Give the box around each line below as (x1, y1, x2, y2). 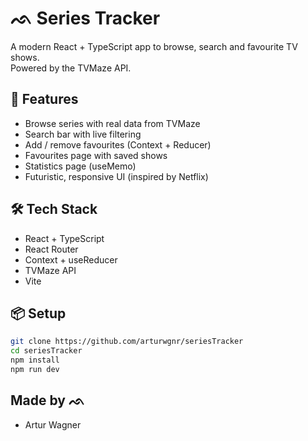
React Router (24, 243, 79, 255)
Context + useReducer (24, 253, 118, 266)
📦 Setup (10, 305, 67, 322)
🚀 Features (10, 91, 79, 108)
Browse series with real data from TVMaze (24, 117, 201, 129)
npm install (10, 355, 60, 366)
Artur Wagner (24, 418, 82, 431)
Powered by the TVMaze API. (10, 62, 132, 74)
